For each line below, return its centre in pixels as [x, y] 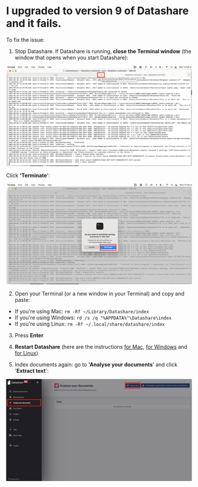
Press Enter [29, 336]
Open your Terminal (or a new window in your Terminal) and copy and [99, 294]
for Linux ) [26, 353]
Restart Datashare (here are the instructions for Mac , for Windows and [101, 347]
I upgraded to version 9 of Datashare [98, 11]
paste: [22, 300]
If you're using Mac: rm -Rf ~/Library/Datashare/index [82, 311]
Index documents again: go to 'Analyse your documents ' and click [96, 365]
